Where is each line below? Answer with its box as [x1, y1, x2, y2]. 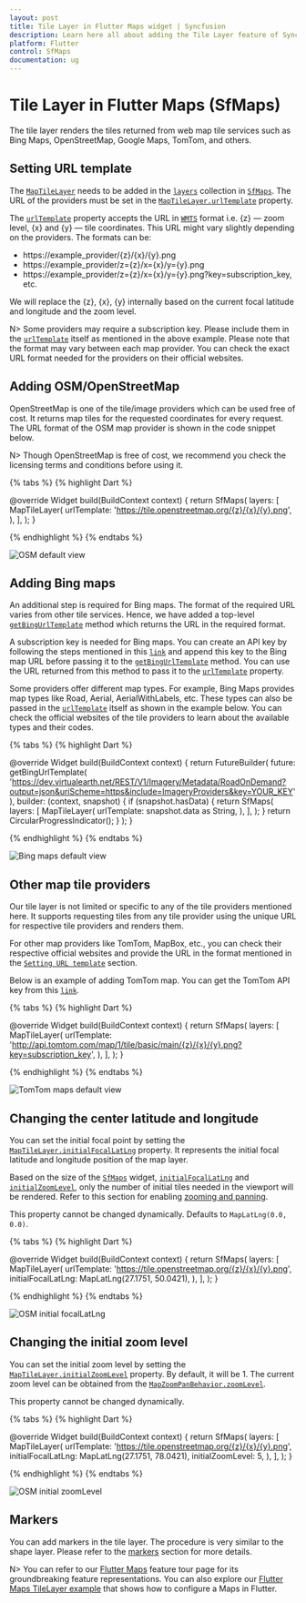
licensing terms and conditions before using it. [9, 459, 184, 470]
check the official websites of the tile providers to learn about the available [9, 712, 290, 724]
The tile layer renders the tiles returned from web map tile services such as [9, 125, 291, 136]
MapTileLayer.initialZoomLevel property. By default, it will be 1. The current [9, 1368, 294, 1379]
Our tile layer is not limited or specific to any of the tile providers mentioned [9, 901, 292, 912]
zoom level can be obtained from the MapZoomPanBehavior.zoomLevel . [9, 1378, 266, 1389]
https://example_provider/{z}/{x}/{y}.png [22, 249, 177, 260]
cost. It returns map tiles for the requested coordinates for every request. [9, 412, 284, 423]
